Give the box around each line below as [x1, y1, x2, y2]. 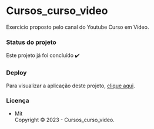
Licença [6, 97, 29, 105]
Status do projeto [6, 38, 57, 46]
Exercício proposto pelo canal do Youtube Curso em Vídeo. [6, 23, 149, 30]
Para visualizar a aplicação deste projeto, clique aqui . [6, 82, 135, 89]
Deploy [6, 69, 27, 77]
